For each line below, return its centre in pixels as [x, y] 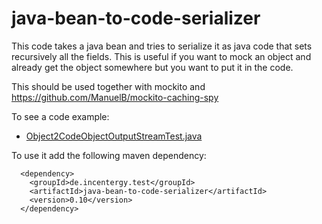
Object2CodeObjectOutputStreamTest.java [114, 136]
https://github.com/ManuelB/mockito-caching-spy [115, 97]
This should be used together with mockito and [108, 86]
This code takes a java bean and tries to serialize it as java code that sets [162, 46]
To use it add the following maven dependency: [109, 155]
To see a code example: [60, 116]
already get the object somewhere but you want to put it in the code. [152, 67]
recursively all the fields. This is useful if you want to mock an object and [161, 56]
